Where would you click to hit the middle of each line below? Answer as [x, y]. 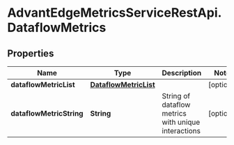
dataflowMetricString [47, 113]
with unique [181, 122]
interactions [181, 131]
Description [182, 73]
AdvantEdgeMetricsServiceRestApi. [115, 13]
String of [176, 96]
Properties [31, 53]
